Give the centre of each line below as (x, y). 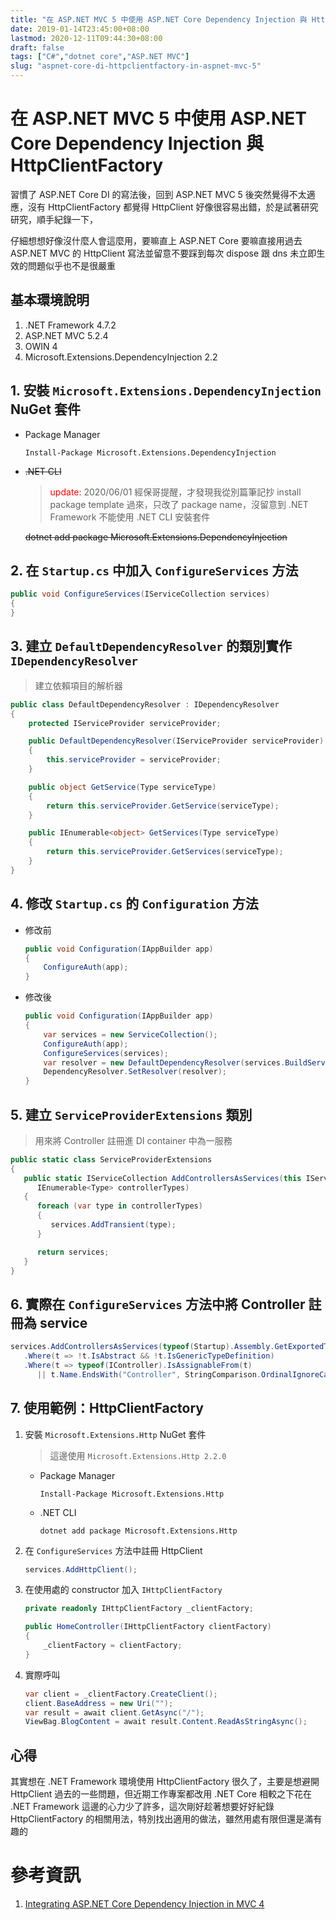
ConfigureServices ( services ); (106, 1053)
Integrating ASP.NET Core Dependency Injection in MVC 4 (144, 1904)
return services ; (73, 1252)
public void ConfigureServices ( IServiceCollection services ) (140, 594)
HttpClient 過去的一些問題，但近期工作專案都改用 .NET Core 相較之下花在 (161, 1794)
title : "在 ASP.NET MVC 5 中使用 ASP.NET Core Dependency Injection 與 (159, 19)
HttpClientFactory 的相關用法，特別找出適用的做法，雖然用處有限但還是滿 (162, 1819)
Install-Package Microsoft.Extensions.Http (132, 1494)
